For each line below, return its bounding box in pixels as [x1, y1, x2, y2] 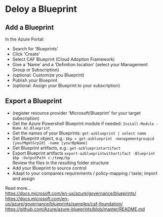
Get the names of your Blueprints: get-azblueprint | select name [12, 130, 147, 136]
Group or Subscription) [12, 67, 59, 73]
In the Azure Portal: [5, 36, 44, 42]
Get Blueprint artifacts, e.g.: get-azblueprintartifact [12, 145, 121, 151]
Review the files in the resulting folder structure [12, 160, 109, 166]
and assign [12, 175, 35, 181]
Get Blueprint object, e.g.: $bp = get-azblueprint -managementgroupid [12, 135, 155, 141]
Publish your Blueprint [12, 78, 58, 83]
